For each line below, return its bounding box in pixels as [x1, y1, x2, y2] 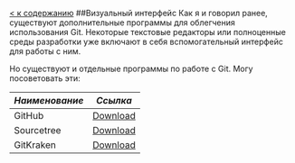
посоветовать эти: [9, 73, 81, 84]
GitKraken [14, 139, 57, 151]
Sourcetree [14, 124, 62, 136]
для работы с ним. [9, 46, 81, 57]
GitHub [14, 110, 44, 122]
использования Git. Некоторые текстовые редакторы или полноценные [9, 27, 287, 37]
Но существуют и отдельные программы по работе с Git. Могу [9, 63, 253, 74]
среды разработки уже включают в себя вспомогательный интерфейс [9, 36, 283, 47]
